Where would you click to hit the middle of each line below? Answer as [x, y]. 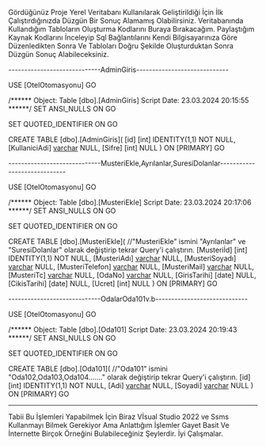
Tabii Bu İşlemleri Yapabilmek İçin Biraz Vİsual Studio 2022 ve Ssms [119, 417]
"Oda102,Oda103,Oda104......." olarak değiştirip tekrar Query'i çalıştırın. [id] [129, 377]
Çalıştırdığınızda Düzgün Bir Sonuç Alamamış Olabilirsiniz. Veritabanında [126, 21]
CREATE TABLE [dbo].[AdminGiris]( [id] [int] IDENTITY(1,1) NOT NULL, [122, 139]
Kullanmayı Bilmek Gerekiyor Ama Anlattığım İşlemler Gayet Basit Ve [119, 425]
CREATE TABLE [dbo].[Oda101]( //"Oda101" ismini [88, 369]
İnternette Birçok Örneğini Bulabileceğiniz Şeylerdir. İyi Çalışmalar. [116, 433]
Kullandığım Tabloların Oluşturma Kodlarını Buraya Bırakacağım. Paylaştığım [131, 29]
